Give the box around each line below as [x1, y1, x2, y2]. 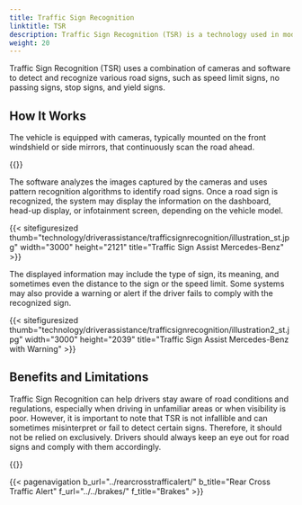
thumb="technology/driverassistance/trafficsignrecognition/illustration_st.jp [9, 232, 290, 243]
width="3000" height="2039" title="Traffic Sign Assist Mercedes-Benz [24, 334, 289, 345]
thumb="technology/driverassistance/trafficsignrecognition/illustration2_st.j [9, 325, 290, 336]
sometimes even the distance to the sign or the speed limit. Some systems [9, 278, 285, 289]
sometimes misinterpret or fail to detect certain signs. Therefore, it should [9, 422, 282, 433]
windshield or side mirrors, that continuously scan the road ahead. [9, 141, 255, 153]
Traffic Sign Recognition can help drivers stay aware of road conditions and [9, 393, 289, 404]
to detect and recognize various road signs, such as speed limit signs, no [9, 73, 280, 84]
